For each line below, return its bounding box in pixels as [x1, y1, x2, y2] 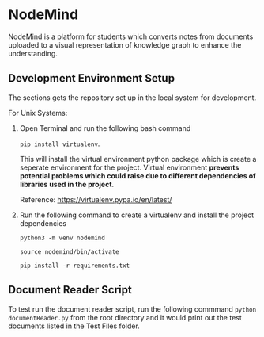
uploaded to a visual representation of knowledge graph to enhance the [8, 40, 242, 49]
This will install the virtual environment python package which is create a [19, 154, 257, 163]
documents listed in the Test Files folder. [8, 321, 140, 331]
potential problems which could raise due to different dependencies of [19, 170, 256, 180]
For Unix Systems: [8, 108, 68, 117]
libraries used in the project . [19, 179, 115, 189]
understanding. [8, 48, 58, 58]
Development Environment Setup [8, 71, 175, 85]
